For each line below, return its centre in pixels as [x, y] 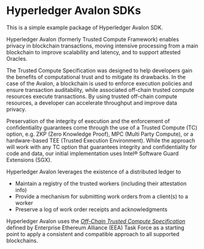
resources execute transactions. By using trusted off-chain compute [92, 96]
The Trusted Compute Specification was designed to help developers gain [100, 70]
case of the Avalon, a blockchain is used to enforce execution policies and [99, 83]
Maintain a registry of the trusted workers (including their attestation [101, 183]
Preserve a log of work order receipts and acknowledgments [91, 209]
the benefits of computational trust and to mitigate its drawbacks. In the [96, 77]
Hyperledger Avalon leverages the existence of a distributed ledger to [94, 172]
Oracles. [17, 58]
